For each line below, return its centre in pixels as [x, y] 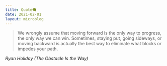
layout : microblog [24, 19]
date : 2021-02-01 [23, 14]
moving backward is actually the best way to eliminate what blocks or [90, 44]
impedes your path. [38, 49]
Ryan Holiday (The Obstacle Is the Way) [47, 59]
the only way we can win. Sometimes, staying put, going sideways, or [90, 38]
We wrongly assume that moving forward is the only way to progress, [90, 33]
